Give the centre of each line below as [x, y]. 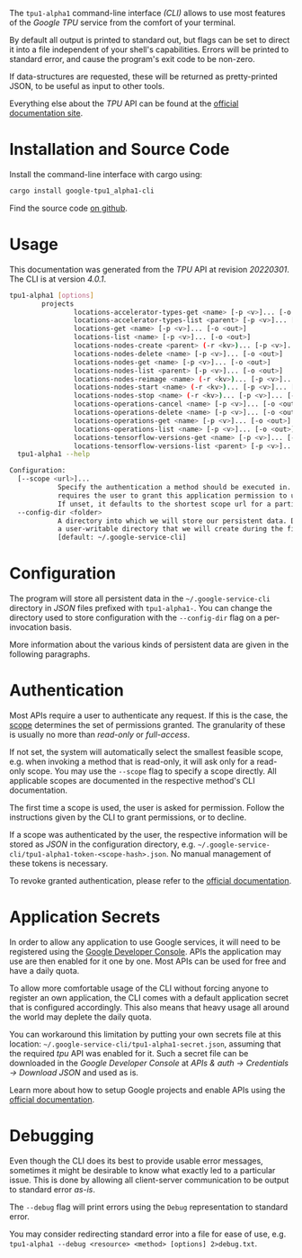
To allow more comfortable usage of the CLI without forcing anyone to [139, 988]
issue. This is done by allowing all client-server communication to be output [149, 1180]
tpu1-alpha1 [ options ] [52, 295]
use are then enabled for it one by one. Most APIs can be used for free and [148, 961]
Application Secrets [85, 917]
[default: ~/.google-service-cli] [122, 538]
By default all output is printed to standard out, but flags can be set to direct [150, 40]
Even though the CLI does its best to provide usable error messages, [136, 1161]
